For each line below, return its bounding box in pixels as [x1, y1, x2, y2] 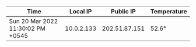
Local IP [69, 8, 92, 15]
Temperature [150, 8, 187, 15]
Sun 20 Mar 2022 [9, 17, 58, 25]
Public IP [110, 8, 136, 15]
